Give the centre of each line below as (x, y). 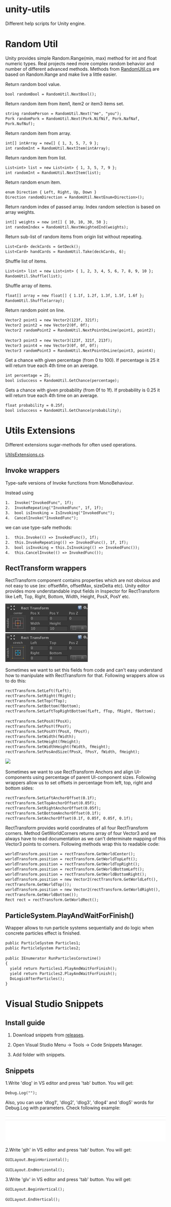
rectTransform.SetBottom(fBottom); (43, 706)
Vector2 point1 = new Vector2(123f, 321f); (52, 320)
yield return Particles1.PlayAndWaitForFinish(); (63, 969)
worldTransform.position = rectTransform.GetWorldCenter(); (70, 854)
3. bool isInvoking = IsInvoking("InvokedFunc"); (60, 513)
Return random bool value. (33, 84)
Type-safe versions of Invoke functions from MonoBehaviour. (69, 483)
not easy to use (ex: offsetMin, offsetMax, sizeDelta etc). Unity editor (78, 586)
